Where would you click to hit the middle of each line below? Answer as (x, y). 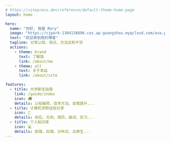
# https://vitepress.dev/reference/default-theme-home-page (70, 10)
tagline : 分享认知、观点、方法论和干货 (47, 43)
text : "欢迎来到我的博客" (34, 38)
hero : (11, 24)
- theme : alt (28, 66)
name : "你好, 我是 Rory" (34, 28)
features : (16, 85)
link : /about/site (38, 76)
